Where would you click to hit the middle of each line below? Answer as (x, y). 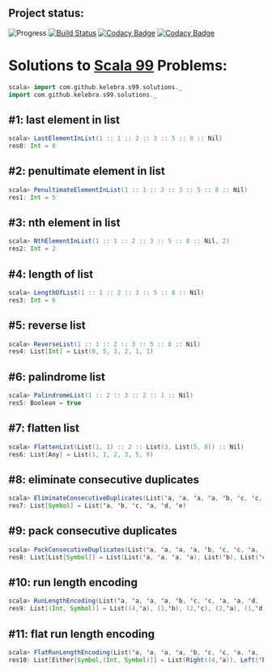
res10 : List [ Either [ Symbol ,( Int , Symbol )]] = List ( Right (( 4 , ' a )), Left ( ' (136, 660)
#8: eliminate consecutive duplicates (104, 480)
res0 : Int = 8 (32, 146)
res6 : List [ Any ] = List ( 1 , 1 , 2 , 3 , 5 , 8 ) (81, 454)
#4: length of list (51, 274)
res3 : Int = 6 (32, 300)
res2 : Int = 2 (32, 249)
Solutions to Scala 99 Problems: (118, 66)
